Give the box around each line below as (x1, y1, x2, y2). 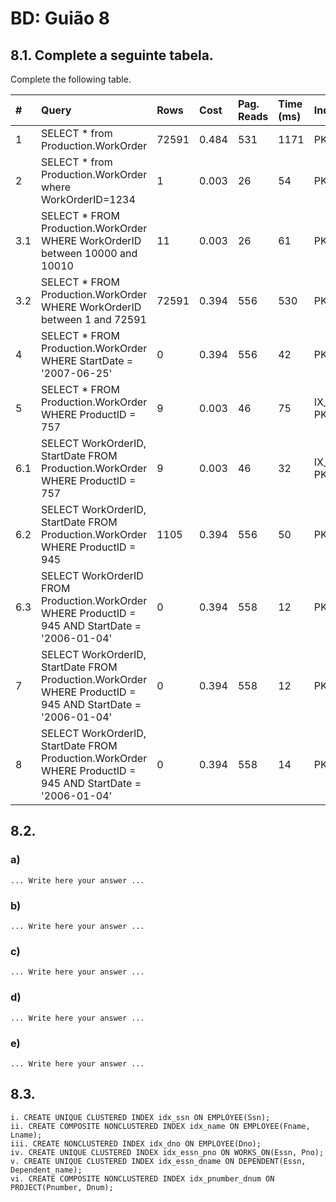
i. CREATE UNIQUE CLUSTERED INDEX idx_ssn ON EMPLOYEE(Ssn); (10, 1112, 271, 1122)
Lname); (10, 1130, 43, 1140)
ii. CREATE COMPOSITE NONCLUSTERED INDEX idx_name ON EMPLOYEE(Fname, (10, 1121, 311, 1131)
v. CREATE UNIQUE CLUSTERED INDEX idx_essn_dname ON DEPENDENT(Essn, (10, 1156, 307, 1166)
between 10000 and (41, 247, 138, 260)
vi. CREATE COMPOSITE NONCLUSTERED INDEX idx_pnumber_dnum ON (10, 1173, 275, 1184)
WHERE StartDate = (41, 354, 134, 367)
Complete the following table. (10, 73, 132, 85)
